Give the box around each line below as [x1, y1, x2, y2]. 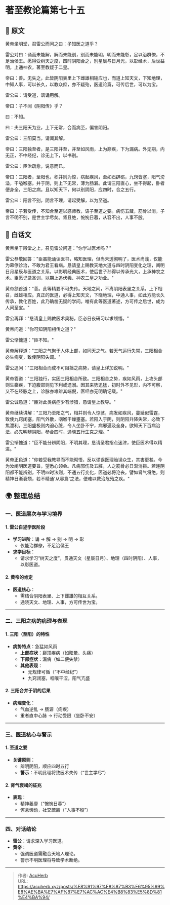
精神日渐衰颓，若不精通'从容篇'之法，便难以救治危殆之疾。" [5, 475, 130, 481]
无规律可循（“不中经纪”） [27, 668, 81, 674]
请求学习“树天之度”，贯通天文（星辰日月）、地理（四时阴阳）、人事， [20, 555, 162, 561]
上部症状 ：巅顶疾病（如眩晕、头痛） [20, 650, 96, 656]
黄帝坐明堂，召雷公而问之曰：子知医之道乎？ [5, 41, 99, 47]
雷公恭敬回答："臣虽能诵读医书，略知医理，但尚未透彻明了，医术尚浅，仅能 [5, 255, 163, 261]
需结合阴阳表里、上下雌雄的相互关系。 [20, 592, 100, 598]
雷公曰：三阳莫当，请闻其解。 [5, 135, 67, 141]
